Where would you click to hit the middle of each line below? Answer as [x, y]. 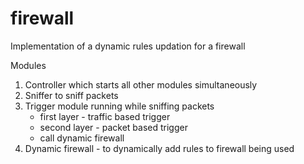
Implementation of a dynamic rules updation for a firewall [128, 46]
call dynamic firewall [82, 138]
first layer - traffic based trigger [105, 116]
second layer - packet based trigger [113, 127]
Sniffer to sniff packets [71, 95]
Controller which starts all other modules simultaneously [141, 84]
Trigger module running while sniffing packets [119, 106]
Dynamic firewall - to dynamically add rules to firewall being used [159, 148]
